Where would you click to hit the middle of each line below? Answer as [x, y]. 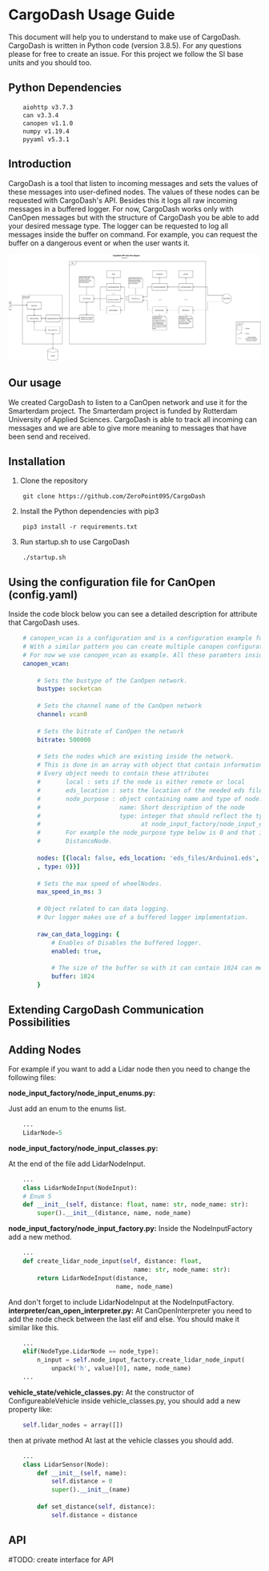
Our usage [35, 383]
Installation [37, 462]
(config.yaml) [43, 595]
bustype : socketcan [70, 689]
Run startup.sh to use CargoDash [75, 542]
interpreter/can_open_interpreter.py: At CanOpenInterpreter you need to [130, 1310]
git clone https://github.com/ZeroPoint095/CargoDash [114, 496]
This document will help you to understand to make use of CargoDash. [125, 37]
